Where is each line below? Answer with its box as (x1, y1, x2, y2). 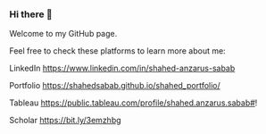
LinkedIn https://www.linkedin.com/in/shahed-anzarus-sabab (9, 63, 236, 74)
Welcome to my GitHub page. (9, 29, 118, 39)
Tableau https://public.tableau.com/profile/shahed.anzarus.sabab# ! (9, 97, 258, 108)
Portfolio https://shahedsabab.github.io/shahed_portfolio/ (9, 80, 220, 91)
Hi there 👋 (9, 8, 54, 21)
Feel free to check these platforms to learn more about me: (9, 46, 226, 56)
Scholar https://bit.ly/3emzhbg (9, 115, 122, 126)
